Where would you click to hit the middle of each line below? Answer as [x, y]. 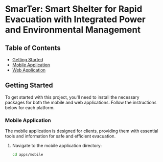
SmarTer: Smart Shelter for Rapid [74, 9]
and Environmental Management [73, 30]
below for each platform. [30, 107]
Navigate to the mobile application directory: [57, 146]
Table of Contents [33, 48]
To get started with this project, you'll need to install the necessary [72, 97]
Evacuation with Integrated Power [75, 19]
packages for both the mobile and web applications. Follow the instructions [81, 102]
